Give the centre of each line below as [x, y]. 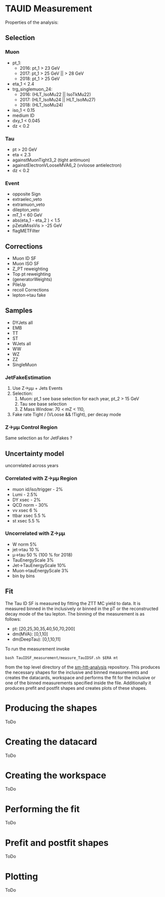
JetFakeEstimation [28, 378]
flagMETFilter [26, 231]
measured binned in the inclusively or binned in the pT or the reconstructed [82, 609]
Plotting [21, 876]
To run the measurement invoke [38, 649]
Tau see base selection [43, 404]
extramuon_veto [29, 205]
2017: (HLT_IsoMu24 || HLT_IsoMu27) [58, 99]
